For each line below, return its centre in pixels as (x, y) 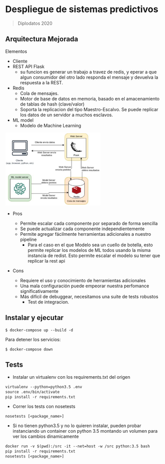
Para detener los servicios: (33, 339)
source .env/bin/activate (32, 392)
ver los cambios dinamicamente (46, 436)
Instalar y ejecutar (35, 318)
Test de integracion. (48, 302)
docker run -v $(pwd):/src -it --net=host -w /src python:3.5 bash (78, 446)
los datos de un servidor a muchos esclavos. (67, 115)
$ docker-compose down (29, 349)
